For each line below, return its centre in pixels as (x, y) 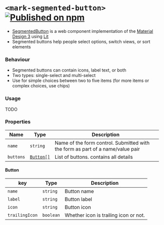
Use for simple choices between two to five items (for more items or (81, 81)
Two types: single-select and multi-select (54, 75)
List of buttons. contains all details (94, 157)
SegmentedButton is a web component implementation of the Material (82, 31)
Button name (79, 191)
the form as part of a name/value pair (97, 149)
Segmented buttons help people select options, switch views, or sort (81, 41)
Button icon (78, 207)
